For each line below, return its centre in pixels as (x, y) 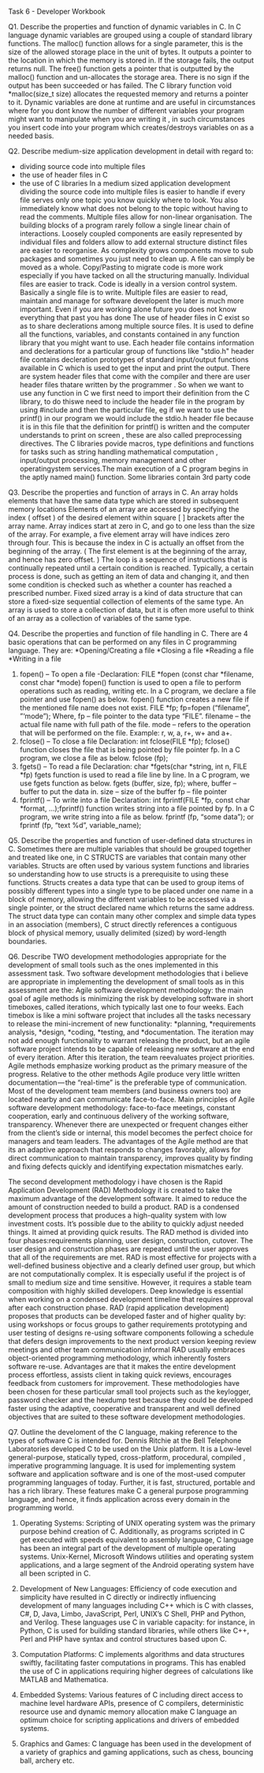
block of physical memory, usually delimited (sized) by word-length (117, 933)
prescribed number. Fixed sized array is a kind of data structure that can (125, 593)
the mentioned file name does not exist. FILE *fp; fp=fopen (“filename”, (135, 708)
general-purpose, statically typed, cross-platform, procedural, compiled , (127, 1457)
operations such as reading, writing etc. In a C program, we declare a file (138, 691)
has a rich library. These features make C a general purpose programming (128, 1491)
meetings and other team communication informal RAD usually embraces (127, 1350)
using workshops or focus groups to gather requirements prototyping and (128, 1324)
